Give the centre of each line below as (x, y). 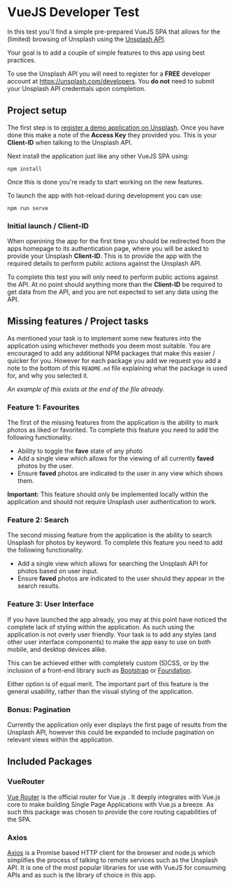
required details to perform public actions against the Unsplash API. (105, 264)
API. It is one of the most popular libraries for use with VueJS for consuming (117, 868)
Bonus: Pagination (39, 709)
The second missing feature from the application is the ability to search (110, 535)
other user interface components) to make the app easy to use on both (109, 641)
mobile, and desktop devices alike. (57, 649)
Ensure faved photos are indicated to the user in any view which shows (120, 473)
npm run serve (28, 208)
